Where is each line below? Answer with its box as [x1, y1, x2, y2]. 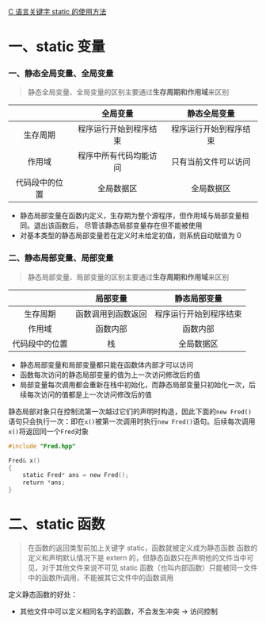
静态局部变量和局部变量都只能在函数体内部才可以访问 [19, 360, 194, 369]
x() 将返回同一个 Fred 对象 [8, 426, 89, 436]
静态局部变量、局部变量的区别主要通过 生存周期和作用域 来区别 [27, 272, 230, 282]
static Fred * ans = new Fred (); [22, 471, 129, 479]
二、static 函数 [8, 515, 105, 533]
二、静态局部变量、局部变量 [8, 252, 114, 263]
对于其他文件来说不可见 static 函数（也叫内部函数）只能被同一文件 [41, 563, 258, 572]
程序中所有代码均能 [78, 150, 150, 161]
